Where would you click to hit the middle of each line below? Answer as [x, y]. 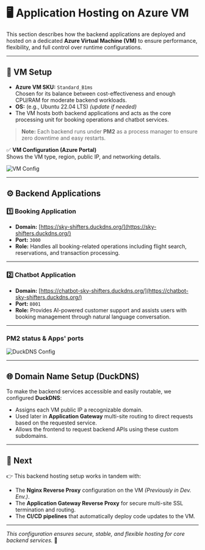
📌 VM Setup [29, 72]
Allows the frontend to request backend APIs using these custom [97, 429]
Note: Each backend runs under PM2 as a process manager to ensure [110, 131]
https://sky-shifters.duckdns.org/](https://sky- [99, 227]
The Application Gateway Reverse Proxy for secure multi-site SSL [99, 503]
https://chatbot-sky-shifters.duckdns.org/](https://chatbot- [115, 290]
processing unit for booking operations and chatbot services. [92, 119]
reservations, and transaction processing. [67, 253]
